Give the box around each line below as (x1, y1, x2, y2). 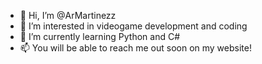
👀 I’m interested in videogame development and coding (19, 20, 248, 32)
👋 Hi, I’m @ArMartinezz (19, 10, 117, 21)
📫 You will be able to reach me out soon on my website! (19, 42, 252, 54)
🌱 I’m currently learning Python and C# (19, 31, 181, 42)
